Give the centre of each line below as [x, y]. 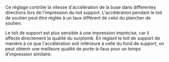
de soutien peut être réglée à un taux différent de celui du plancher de [78, 18]
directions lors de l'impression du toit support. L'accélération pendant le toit [84, 12]
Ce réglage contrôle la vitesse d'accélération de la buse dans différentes [81, 7]
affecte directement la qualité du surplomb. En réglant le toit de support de [83, 38]
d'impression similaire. [29, 54]
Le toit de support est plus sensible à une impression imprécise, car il [77, 33]
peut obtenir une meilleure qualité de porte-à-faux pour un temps [73, 49]
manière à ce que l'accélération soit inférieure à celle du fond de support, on [85, 43]
